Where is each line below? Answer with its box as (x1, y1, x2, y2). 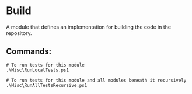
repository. (6, 29, 32, 36)
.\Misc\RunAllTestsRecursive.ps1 (6, 82, 88, 88)
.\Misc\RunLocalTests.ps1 (6, 67, 69, 73)
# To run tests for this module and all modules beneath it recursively (6, 77, 187, 83)
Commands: (6, 47, 52, 57)
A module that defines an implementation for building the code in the (6, 23, 171, 30)
